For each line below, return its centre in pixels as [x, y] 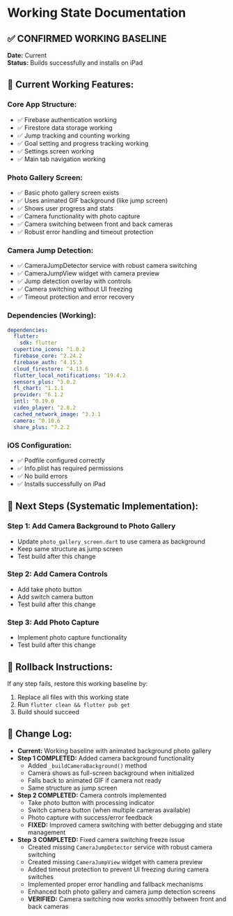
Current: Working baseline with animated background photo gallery [114, 751]
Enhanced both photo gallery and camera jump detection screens [121, 892]
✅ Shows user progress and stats [65, 208]
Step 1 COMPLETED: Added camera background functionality [106, 758]
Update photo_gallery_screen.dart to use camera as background [111, 541]
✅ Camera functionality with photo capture [79, 216]
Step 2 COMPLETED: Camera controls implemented [92, 795]
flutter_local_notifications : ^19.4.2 [70, 375]
